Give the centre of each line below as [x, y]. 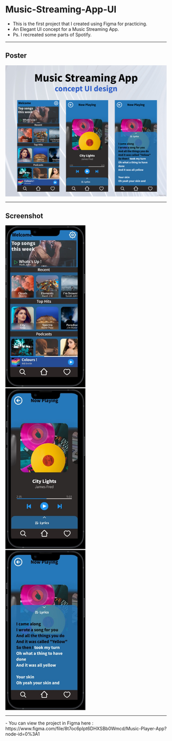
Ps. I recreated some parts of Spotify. [52, 34]
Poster [16, 56]
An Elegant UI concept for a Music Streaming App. [66, 29]
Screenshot [24, 216]
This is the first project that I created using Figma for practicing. [80, 24]
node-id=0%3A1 [23, 734]
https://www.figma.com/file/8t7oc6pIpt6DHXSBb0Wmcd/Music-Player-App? [86, 729]
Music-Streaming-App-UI [61, 10]
